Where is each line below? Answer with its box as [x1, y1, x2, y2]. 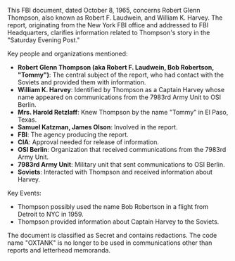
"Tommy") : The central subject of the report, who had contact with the [17, 70, 224, 79]
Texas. [17, 115, 37, 124]
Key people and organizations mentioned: [7, 49, 128, 58]
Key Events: [7, 189, 42, 197]
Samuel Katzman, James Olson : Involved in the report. [17, 123, 178, 131]
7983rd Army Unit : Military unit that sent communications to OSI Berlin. [17, 160, 225, 168]
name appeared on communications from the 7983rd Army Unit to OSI [17, 93, 222, 101]
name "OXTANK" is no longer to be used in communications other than [7, 238, 212, 247]
